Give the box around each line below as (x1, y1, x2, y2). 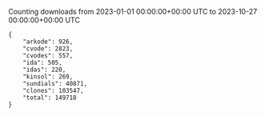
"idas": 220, (22, 66, 66, 74)
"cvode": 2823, (22, 45, 74, 53)
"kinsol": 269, (22, 73, 74, 81)
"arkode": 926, (22, 38, 74, 46)
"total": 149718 (22, 94, 78, 102)
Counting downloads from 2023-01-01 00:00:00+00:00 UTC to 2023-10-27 (8, 7, 258, 16)
